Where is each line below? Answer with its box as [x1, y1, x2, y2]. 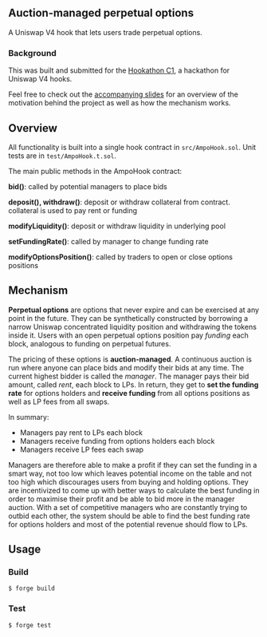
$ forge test [8, 621, 52, 629]
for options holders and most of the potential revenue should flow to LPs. [8, 519, 249, 529]
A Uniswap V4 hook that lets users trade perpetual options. [8, 27, 203, 37]
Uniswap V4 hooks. [8, 74, 73, 84]
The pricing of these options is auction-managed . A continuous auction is [8, 354, 253, 364]
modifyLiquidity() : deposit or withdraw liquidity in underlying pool [8, 221, 226, 231]
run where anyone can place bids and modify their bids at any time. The [8, 362, 245, 372]
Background [8, 47, 57, 58]
